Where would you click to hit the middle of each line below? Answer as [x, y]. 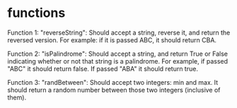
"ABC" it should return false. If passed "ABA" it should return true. [103, 68]
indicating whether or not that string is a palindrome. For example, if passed [118, 61]
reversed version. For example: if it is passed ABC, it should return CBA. [112, 40]
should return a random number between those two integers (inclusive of [114, 90]
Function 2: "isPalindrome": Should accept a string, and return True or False [118, 54]
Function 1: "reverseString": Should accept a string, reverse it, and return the [119, 32]
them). [17, 97]
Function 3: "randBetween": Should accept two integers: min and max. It [113, 82]
